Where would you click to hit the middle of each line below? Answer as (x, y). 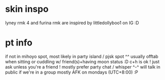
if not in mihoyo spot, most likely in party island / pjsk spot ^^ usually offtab (82, 56)
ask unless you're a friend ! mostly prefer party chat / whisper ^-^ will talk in (83, 67)
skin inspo (27, 9)
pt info (19, 43)
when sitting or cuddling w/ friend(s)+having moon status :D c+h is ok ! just (82, 61)
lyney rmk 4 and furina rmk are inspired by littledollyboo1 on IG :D (72, 23)
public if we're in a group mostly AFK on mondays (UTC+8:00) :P (72, 72)
